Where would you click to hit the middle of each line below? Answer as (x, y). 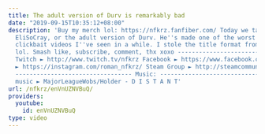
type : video (28, 118)
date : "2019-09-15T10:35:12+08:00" (67, 23)
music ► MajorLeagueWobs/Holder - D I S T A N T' (98, 81)
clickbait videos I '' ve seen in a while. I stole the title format (129, 45)
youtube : (30, 103)
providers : (26, 96)
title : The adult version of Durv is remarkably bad (97, 15)
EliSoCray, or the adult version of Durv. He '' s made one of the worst (136, 37)
